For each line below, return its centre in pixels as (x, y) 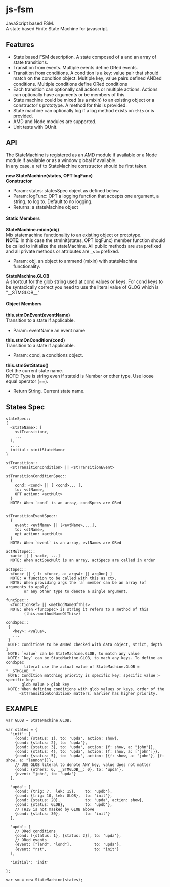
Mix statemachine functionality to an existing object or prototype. (74, 235)
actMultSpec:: (21, 551)
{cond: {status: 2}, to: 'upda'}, (51, 743)
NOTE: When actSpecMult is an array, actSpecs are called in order (83, 560)
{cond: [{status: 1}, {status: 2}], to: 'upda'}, (68, 836)
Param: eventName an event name (49, 330)
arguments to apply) (28, 587)
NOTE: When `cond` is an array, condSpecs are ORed (66, 503)
